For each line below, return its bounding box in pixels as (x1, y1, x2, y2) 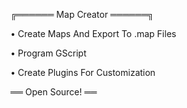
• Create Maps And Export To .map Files (10, 28, 177, 39)
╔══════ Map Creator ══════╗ (10, 9, 155, 20)
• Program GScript (10, 47, 87, 59)
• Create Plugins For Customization (10, 67, 156, 78)
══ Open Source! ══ (10, 86, 98, 98)
